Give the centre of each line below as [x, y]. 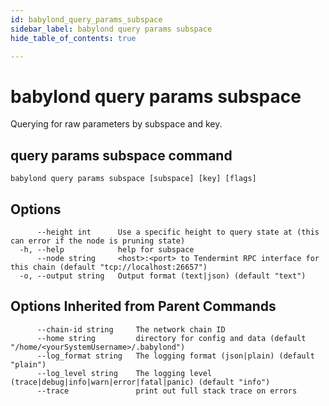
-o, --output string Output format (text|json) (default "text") [163, 276]
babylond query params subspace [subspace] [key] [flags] [133, 179]
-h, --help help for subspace [107, 249]
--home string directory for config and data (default [171, 338]
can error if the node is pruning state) [98, 241]
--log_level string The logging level [124, 373]
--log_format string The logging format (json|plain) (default [175, 356]
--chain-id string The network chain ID [131, 329]
